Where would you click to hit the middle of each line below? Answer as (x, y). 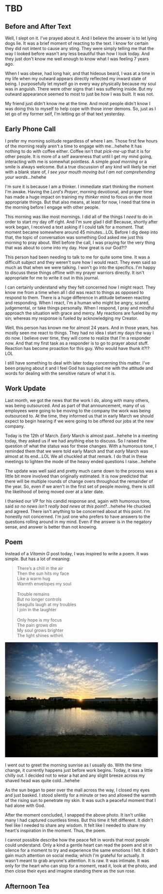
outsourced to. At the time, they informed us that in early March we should (79, 416)
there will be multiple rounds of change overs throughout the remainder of (79, 481)
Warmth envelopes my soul (44, 584)
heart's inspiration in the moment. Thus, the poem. (56, 831)
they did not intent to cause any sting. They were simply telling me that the (80, 48)
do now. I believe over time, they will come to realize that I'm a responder (78, 338)
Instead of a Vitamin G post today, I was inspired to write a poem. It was (77, 554)
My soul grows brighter (40, 630)
